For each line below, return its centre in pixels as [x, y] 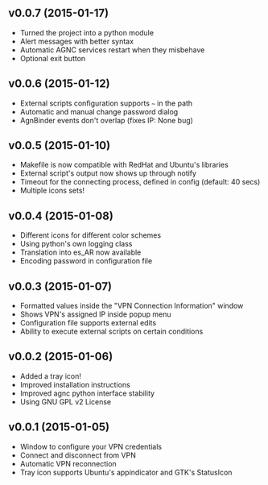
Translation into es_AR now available [80, 252]
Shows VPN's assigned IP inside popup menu [95, 314]
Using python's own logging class [76, 244]
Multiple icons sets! [52, 191]
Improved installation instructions [75, 384]
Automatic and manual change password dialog [99, 111]
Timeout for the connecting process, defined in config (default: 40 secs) [140, 182]
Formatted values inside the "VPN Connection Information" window [132, 306]
